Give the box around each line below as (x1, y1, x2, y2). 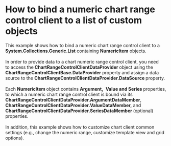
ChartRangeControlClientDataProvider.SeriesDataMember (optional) (5, 108, 154, 114)
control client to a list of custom (5, 14, 142, 26)
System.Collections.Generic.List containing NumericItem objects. (5, 48, 146, 54)
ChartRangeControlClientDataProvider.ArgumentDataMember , (5, 96, 142, 103)
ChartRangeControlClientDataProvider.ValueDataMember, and (5, 102, 141, 108)
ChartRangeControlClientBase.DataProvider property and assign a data (5, 69, 159, 75)
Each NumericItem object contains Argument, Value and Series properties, (5, 86, 166, 92)
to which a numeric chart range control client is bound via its (5, 91, 133, 97)
